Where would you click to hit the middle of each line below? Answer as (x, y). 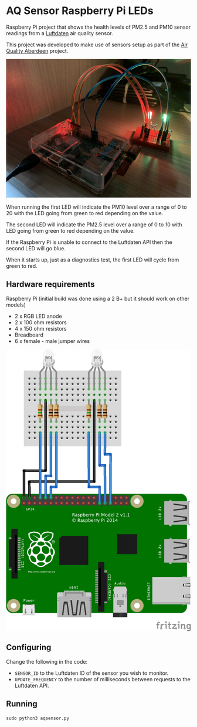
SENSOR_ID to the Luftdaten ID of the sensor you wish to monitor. (91, 673)
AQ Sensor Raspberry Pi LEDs (80, 11)
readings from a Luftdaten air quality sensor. (60, 33)
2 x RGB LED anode (38, 316)
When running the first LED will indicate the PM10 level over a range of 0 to (97, 207)
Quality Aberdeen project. (37, 50)
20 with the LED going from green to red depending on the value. (85, 213)
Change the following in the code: (47, 661)
